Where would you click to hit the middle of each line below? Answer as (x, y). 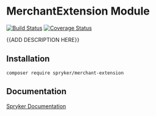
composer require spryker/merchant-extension (65, 73)
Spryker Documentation (36, 106)
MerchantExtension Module (78, 11)
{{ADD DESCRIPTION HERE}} (43, 39)
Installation (28, 59)
